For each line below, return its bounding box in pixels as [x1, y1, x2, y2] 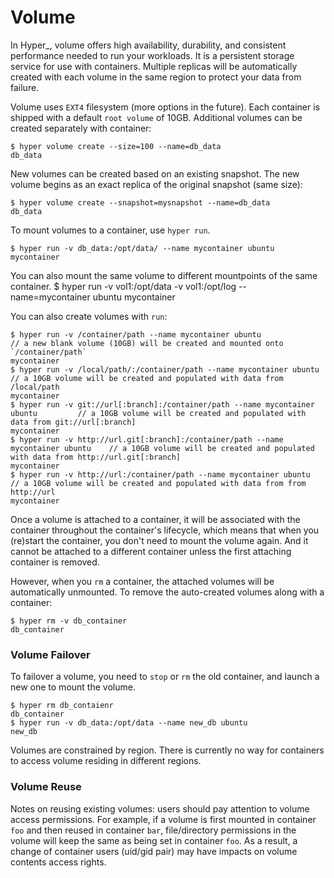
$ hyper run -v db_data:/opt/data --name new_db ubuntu [10, 718, 248, 728]
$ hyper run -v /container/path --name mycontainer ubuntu [10, 329, 262, 340]
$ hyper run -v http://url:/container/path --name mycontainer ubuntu [10, 469, 311, 480]
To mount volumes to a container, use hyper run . [10, 224, 211, 236]
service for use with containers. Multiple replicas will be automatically [10, 60, 298, 72]
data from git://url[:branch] [10, 417, 137, 427]
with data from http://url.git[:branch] [10, 452, 182, 462]
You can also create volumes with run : [10, 310, 168, 322]
